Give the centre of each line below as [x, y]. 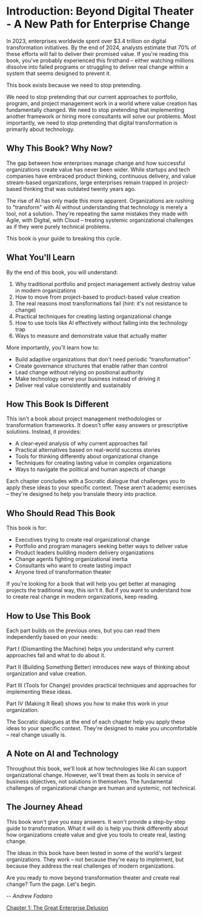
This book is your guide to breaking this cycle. [64, 238]
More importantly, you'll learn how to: [53, 347]
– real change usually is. [36, 735]
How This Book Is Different [58, 404]
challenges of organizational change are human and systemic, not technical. [101, 788]
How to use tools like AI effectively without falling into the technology [101, 323]
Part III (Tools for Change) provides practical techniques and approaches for [101, 685]
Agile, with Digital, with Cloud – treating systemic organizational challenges [100, 220]
